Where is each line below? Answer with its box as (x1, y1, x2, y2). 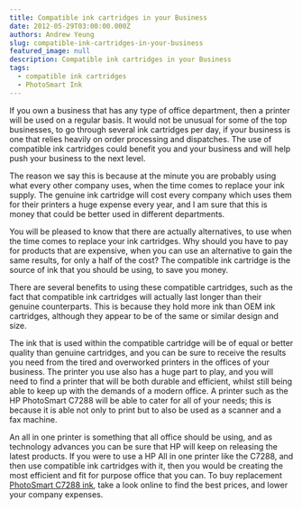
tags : (9, 64, 30, 73)
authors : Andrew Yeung (9, 30, 95, 39)
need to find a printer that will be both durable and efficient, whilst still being (9, 376, 293, 386)
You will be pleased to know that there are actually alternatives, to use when (9, 226, 292, 237)
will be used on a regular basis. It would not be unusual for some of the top (9, 114, 288, 125)
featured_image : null (9, 47, 91, 56)
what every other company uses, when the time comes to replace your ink (9, 179, 286, 190)
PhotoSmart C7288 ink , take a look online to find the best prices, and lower (9, 479, 288, 490)
